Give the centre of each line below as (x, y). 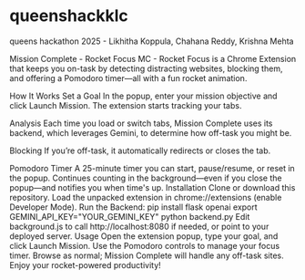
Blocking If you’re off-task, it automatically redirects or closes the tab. (140, 150)
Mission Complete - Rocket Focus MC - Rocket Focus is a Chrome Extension (153, 58)
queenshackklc (69, 16)
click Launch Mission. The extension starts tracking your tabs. (126, 105)
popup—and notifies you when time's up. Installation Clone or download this (152, 187)
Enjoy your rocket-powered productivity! (85, 264)
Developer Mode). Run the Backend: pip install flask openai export (133, 207)
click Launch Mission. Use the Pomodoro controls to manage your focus (145, 245)
